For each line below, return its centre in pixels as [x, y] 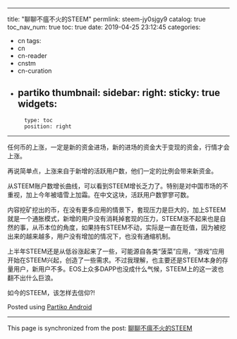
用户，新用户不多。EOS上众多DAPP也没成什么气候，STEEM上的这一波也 [119, 268]
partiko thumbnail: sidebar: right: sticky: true [119, 93]
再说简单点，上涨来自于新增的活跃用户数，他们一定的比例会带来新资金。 [112, 171]
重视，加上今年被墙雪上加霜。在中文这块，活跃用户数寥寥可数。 [100, 194]
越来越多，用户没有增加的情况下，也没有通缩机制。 [100, 236]
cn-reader [32, 56]
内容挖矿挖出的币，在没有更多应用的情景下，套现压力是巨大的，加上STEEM [117, 210]
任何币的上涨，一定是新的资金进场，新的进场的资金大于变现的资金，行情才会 [119, 147]
